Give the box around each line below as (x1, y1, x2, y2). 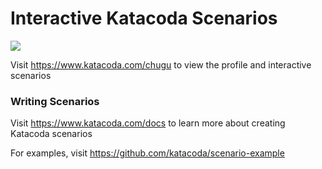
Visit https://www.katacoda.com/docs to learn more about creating (10, 117, 286, 129)
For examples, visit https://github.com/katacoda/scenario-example (10, 147, 285, 159)
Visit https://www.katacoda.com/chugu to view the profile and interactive (10, 58, 312, 71)
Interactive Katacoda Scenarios (10, 7, 278, 30)
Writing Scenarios (10, 94, 100, 108)
